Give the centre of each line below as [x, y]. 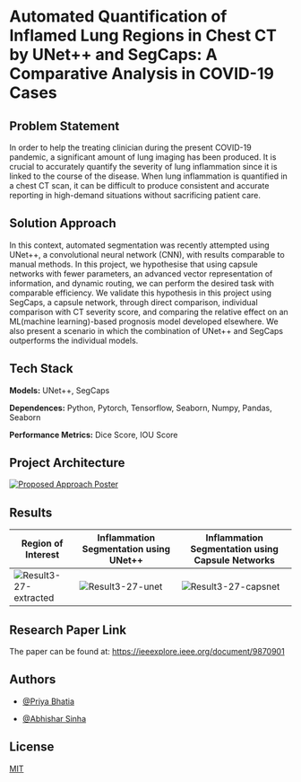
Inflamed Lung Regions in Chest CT [143, 35]
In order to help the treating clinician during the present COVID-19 [131, 147]
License [32, 747]
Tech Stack [41, 369]
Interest [43, 555]
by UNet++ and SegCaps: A [113, 55]
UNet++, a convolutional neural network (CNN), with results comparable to [147, 254]
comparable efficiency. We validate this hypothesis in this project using [140, 293]
